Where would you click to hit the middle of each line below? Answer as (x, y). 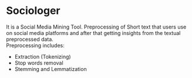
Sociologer (33, 11)
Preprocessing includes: (35, 45)
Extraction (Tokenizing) (43, 56)
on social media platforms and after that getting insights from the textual (93, 33)
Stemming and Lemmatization (50, 69)
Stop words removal (39, 63)
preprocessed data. (30, 39)
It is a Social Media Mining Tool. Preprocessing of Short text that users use (96, 27)
